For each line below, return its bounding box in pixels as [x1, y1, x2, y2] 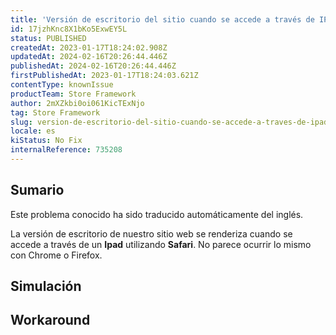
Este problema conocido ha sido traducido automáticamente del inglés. [10, 208, 304, 220]
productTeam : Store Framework [10, 89, 137, 99]
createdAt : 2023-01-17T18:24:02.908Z [10, 42, 168, 53]
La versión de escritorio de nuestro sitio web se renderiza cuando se [10, 227, 293, 240]
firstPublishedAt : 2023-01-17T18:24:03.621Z [10, 71, 199, 81]
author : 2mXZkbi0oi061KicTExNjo [10, 98, 145, 108]
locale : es [10, 126, 56, 136]
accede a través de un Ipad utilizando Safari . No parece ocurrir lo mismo [10, 238, 312, 250]
